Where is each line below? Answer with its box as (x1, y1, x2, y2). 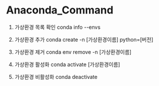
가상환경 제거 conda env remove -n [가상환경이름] (14, 48, 132, 56)
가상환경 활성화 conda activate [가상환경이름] (14, 61, 120, 68)
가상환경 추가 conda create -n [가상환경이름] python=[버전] (14, 36, 154, 43)
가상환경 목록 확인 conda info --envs (14, 23, 101, 30)
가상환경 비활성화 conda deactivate (14, 73, 98, 80)
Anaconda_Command (6, 4, 114, 17)
